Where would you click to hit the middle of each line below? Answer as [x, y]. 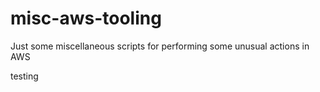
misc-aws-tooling [86, 18]
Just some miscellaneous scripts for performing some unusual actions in [160, 46]
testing [24, 76]
